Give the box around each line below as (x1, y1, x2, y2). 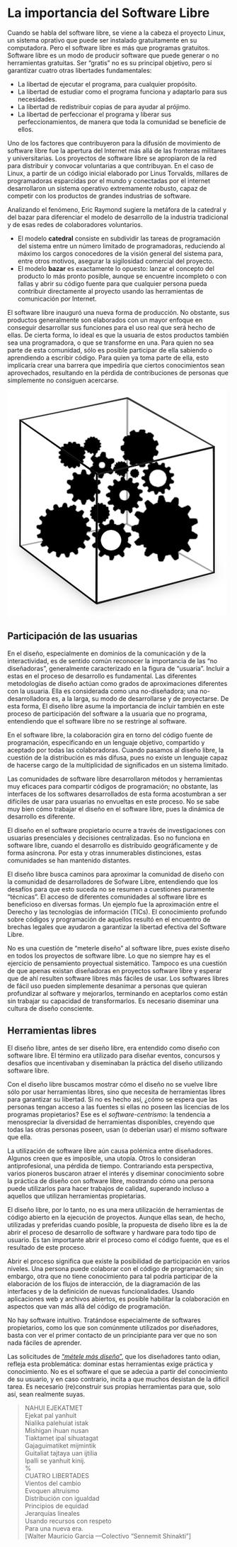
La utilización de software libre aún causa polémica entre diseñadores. (7, 1146, 214, 1155)
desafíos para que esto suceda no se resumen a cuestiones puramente (7, 885, 215, 893)
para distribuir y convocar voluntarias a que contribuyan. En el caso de (7, 161, 214, 170)
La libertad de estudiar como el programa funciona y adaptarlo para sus (17, 87, 228, 96)
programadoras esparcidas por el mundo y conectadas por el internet (7, 176, 211, 185)
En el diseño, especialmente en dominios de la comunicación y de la (7, 649, 207, 658)
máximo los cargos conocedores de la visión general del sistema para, (17, 249, 224, 257)
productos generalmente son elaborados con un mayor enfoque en (7, 316, 203, 324)
